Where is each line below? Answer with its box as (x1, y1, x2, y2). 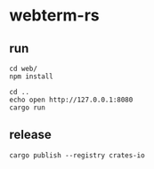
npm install (9, 72, 53, 81)
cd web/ (9, 64, 38, 73)
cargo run (9, 103, 46, 112)
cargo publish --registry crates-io (9, 150, 145, 160)
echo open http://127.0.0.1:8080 (9, 95, 134, 104)
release (9, 127, 52, 142)
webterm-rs (9, 5, 100, 26)
